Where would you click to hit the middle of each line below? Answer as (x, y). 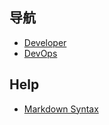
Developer (45, 42)
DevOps (40, 53)
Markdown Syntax (61, 109)
